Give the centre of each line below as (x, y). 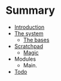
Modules (25, 59)
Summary (30, 10)
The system (29, 33)
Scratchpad (28, 46)
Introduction (29, 27)
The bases (36, 40)
